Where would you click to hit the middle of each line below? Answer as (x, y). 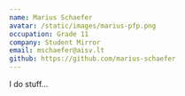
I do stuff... (29, 84)
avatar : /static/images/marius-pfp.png (83, 26)
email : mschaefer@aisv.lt (57, 51)
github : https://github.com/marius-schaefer (92, 59)
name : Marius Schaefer (51, 17)
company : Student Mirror (55, 42)
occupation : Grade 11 (49, 34)
